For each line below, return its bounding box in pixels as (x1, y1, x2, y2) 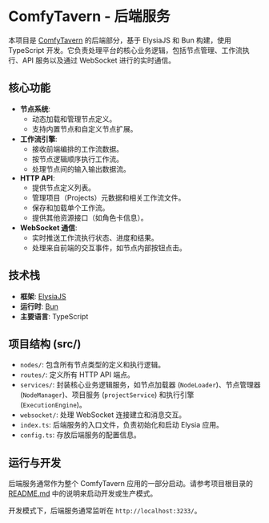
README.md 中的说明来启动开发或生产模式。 (8, 489, 158, 498)
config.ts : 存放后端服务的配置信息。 (19, 430, 142, 440)
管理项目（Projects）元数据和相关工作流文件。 (31, 193, 186, 202)
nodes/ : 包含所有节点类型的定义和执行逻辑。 (19, 360, 166, 370)
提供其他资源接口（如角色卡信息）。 (31, 213, 148, 222)
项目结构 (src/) (8, 337, 82, 351)
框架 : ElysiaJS (19, 291, 66, 301)
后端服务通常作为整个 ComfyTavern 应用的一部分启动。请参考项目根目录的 (8, 479, 254, 489)
